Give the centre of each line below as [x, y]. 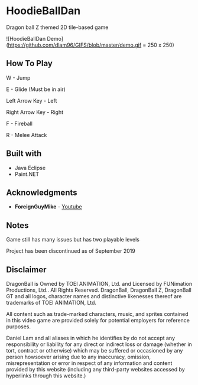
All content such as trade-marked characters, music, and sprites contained [97, 314]
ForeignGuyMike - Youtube [48, 207]
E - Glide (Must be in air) [36, 89]
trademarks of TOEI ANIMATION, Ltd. [51, 303]
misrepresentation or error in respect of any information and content [89, 363]
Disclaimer [26, 270]
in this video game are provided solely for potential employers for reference [98, 320]
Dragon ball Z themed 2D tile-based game [57, 27]
